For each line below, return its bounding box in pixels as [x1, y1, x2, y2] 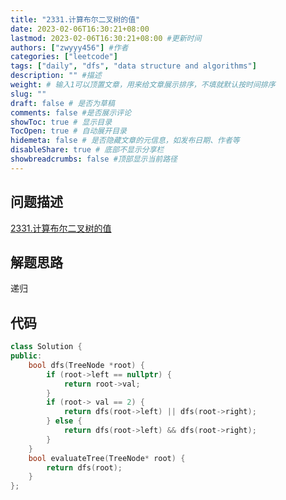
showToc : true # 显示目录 [10, 117, 113, 127]
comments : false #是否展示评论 [10, 107, 132, 118]
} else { [46, 416, 83, 426]
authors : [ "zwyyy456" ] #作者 [10, 42, 129, 53]
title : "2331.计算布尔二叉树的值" [10, 14, 141, 25]
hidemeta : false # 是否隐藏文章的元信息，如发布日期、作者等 [10, 136, 240, 146]
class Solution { [10, 342, 83, 352]
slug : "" [10, 89, 47, 99]
